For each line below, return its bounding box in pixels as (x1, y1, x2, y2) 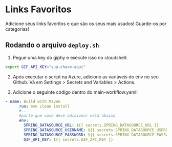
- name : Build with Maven (5, 99, 60, 104)
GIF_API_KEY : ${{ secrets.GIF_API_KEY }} (24, 137, 114, 142)
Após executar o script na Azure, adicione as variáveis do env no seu (12, 73, 159, 80)
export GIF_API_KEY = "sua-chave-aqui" (5, 64, 86, 70)
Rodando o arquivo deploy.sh (5, 41, 99, 50)
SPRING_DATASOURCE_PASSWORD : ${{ (24, 132, 95, 137)
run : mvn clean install (18, 103, 70, 109)
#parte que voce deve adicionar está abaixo (18, 113, 116, 118)
